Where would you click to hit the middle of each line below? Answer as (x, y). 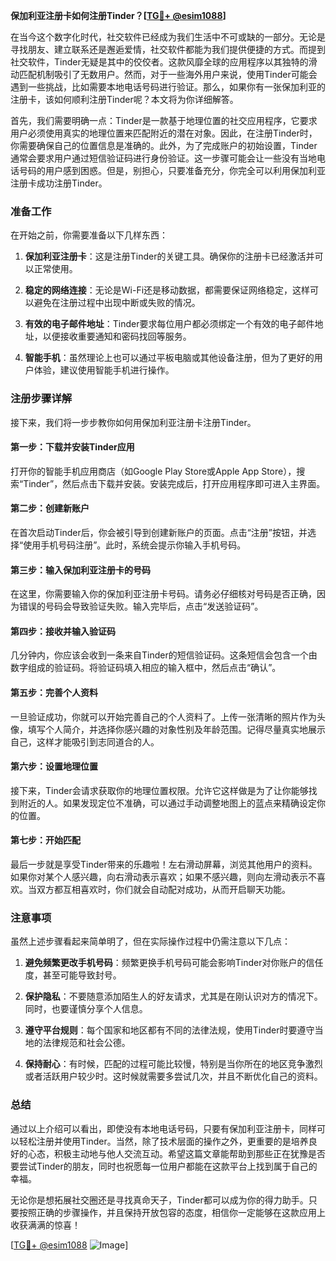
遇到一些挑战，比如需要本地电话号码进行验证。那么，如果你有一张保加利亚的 (168, 87)
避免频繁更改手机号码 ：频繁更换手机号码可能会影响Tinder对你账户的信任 (174, 963)
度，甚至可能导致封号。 (73, 975)
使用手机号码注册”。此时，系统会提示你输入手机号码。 (135, 545)
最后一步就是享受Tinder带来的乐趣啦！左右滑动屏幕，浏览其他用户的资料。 (164, 865)
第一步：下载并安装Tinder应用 (72, 447)
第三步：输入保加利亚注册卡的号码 (80, 570)
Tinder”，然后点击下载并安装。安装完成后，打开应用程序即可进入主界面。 (174, 483)
